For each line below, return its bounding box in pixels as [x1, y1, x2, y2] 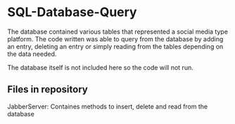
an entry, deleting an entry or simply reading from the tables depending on [7, 42, 224, 50]
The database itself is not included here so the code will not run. [7, 63, 193, 71]
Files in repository [7, 83, 88, 95]
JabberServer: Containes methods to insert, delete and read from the [7, 102, 208, 111]
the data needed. [7, 50, 57, 58]
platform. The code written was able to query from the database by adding [7, 34, 224, 43]
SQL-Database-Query [7, 4, 137, 20]
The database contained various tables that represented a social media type [7, 27, 229, 36]
